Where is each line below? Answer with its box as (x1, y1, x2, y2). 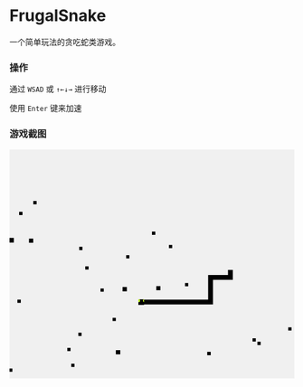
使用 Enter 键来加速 (9, 103, 82, 114)
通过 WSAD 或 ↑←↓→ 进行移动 (9, 83, 107, 95)
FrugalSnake (9, 5, 107, 26)
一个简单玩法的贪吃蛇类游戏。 (9, 36, 120, 47)
